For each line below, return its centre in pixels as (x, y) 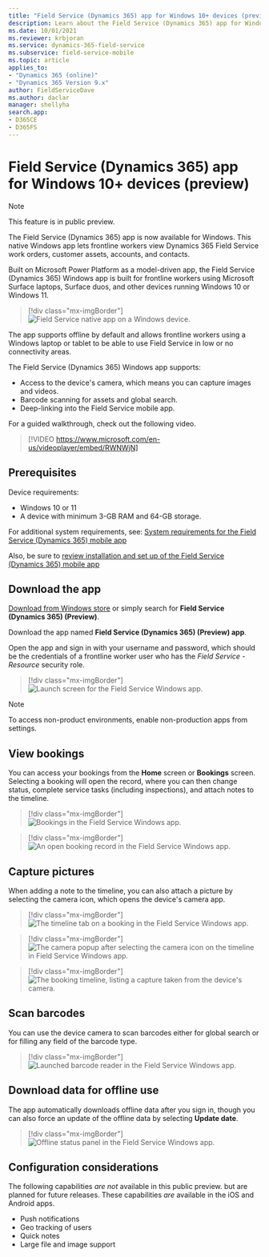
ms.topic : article (39, 61)
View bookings (46, 753)
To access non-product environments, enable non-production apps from (128, 720)
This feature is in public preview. (62, 222)
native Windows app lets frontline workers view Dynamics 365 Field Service (133, 246)
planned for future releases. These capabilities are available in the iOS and (131, 1195)
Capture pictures (51, 872)
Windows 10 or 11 (48, 507)
